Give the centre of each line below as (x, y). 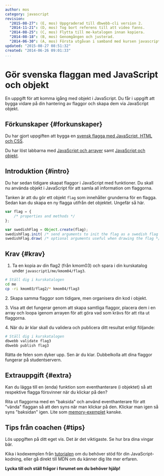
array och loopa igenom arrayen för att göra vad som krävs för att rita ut (77, 312)
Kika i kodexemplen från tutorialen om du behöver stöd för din (67, 454)
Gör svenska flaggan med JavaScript (82, 74)
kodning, (14, 459)
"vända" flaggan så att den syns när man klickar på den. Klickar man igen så (82, 407)
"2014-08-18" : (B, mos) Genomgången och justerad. (62, 37)
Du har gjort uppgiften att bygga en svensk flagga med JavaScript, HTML (79, 136)
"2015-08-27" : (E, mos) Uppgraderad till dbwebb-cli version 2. (76, 23)
